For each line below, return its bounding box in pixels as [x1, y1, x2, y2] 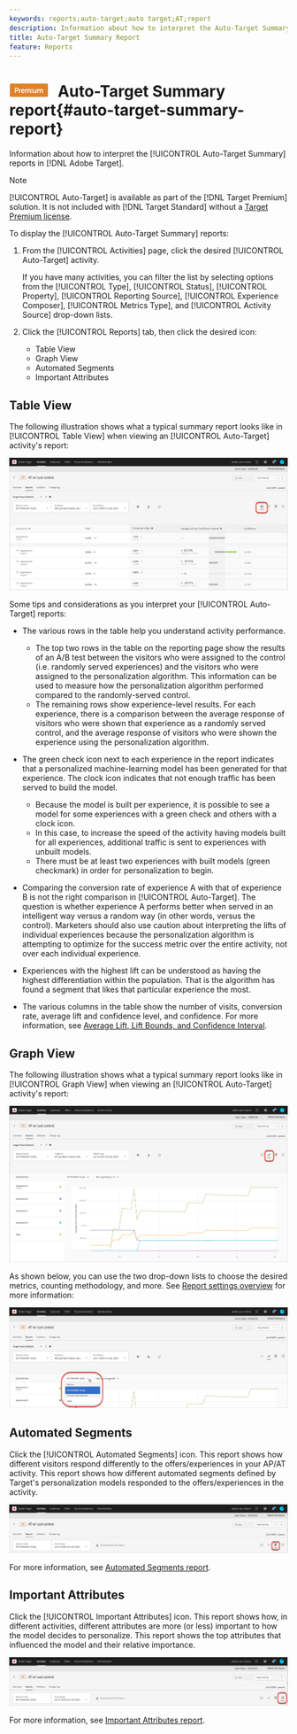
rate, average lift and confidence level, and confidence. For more [21, 1010, 259, 1022]
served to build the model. [21, 782, 118, 793]
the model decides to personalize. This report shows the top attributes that [9, 1629, 282, 1640]
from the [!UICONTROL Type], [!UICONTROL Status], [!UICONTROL [21, 282, 268, 292]
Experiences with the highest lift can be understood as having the [21, 965, 262, 976]
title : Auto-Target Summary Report [9, 33, 141, 42]
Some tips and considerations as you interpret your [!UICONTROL [9, 599, 248, 610]
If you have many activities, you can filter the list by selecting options [21, 272, 274, 283]
